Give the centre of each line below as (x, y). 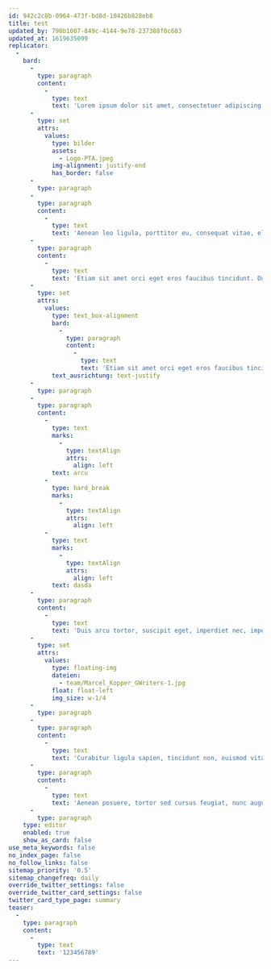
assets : (65, 151)
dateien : (66, 675)
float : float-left (82, 690)
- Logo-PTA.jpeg (86, 158)
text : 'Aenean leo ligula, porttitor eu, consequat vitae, (152, 233)
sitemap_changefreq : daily (54, 878)
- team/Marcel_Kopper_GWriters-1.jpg (122, 683)
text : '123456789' (68, 953)
